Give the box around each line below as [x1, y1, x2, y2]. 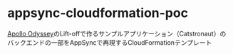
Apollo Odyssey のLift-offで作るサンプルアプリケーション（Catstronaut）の [7, 29, 227, 38]
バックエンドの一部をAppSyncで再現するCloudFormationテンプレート [7, 38, 212, 47]
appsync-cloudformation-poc [7, 5, 189, 21]
